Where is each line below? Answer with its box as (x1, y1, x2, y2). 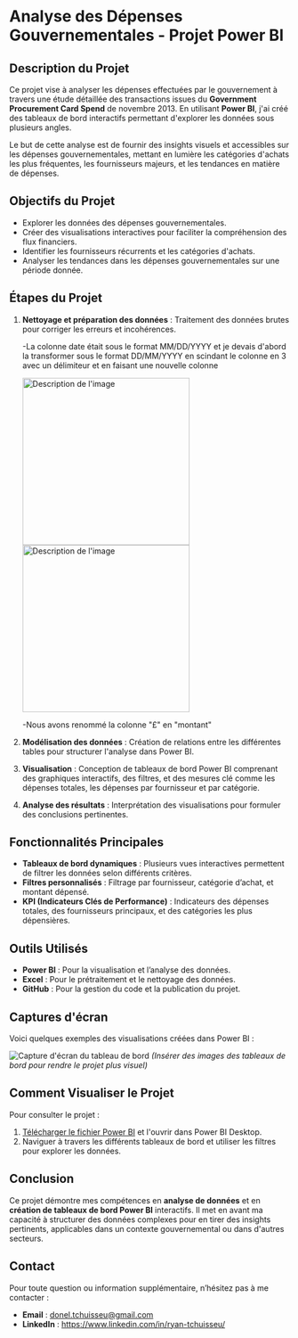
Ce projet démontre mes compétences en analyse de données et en (9, 1194, 261, 1205)
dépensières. (21, 915, 71, 926)
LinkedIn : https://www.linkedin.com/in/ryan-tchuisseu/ (21, 1318, 225, 1329)
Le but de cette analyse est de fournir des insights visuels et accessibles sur (9, 140, 289, 150)
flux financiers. (21, 236, 77, 247)
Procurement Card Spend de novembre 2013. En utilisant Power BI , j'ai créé (9, 103, 289, 113)
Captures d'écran (9, 1009, 109, 1024)
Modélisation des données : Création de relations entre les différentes (21, 736, 282, 747)
